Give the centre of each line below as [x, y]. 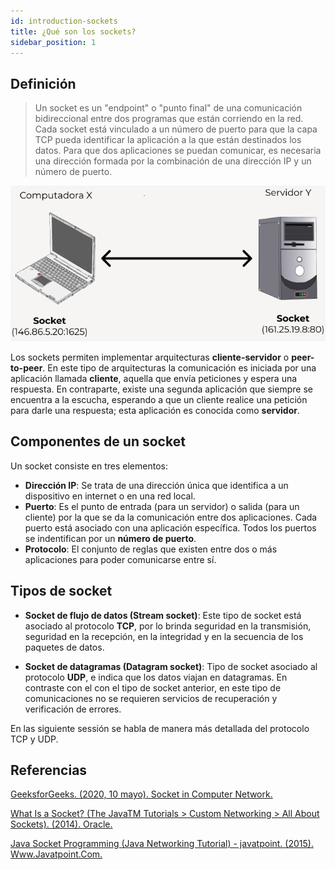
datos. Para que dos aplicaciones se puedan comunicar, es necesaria [178, 151]
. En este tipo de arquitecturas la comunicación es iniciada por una [179, 367]
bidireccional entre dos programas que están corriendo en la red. [169, 119]
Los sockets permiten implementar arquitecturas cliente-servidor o [150, 357]
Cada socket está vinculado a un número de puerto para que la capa [176, 129]
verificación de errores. [73, 709]
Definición [43, 83]
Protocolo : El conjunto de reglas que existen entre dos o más [151, 549]
